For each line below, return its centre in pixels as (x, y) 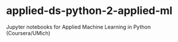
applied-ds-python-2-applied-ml (89, 11)
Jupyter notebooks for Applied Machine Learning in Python (79, 27)
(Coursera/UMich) (28, 33)
